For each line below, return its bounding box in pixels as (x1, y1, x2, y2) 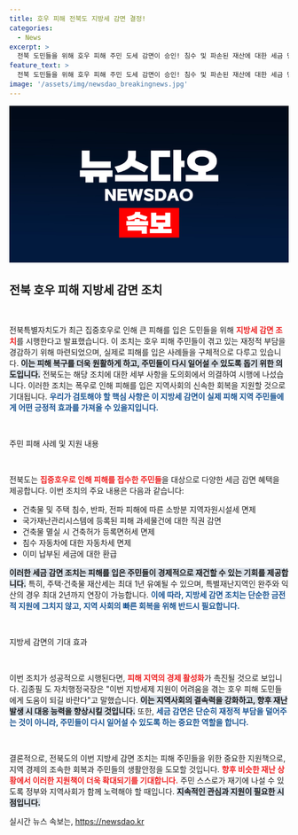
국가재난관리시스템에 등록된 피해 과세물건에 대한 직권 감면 (21, 515, 222, 527)
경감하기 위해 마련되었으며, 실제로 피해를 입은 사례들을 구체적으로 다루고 (9, 347, 258, 358)
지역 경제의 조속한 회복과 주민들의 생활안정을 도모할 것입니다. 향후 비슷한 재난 (9, 764, 277, 775)
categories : (9, 23, 53, 33)
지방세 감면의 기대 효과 (9, 636, 88, 647)
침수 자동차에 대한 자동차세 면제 (21, 537, 131, 549)
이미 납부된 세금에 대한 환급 (21, 549, 118, 559)
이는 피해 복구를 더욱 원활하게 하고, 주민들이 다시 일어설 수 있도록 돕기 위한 (20, 358, 275, 369)
